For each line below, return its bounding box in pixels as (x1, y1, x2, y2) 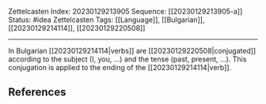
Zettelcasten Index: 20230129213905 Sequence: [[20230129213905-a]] (8, 7, 243, 16)
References (8, 86, 66, 99)
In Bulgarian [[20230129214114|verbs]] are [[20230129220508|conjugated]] (8, 46, 256, 55)
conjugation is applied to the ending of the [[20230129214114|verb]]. (8, 63, 232, 72)
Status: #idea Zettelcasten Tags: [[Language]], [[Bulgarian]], (8, 15, 205, 24)
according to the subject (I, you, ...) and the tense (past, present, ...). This (8, 54, 247, 64)
